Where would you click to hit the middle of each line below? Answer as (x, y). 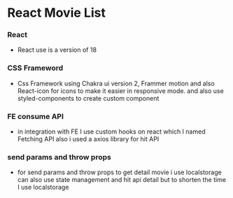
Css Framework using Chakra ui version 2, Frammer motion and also (116, 83)
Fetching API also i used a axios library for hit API (88, 139)
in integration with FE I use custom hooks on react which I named (111, 132)
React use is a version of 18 (57, 50)
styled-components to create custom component (88, 98)
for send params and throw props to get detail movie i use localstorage (119, 172)
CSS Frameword (35, 68)
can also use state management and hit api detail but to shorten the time (121, 180)
